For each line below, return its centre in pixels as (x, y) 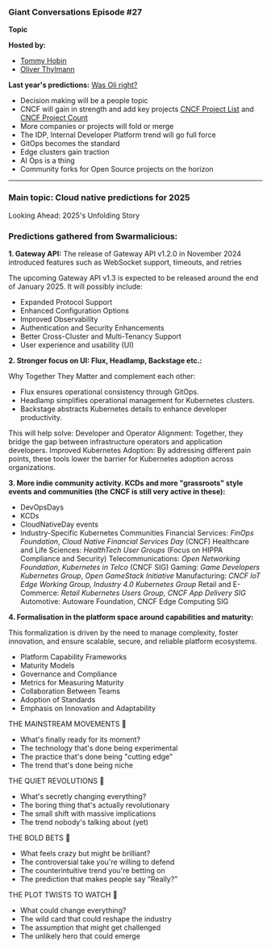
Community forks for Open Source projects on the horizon (117, 169)
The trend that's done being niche (76, 765)
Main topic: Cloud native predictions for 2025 (99, 198)
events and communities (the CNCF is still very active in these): (117, 491)
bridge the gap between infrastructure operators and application (116, 441)
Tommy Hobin (43, 61)
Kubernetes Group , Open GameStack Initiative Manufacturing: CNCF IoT (140, 576)
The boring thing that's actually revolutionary (95, 805)
